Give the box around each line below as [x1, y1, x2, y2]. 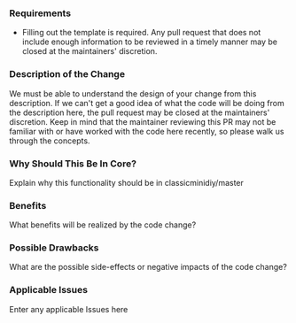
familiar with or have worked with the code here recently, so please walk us [9, 126, 284, 136]
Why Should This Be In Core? [9, 158, 137, 170]
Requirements [9, 7, 72, 19]
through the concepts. [9, 135, 90, 146]
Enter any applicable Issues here [9, 304, 129, 314]
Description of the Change [9, 68, 126, 81]
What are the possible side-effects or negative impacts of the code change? [9, 262, 288, 273]
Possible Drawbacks [9, 242, 99, 254]
